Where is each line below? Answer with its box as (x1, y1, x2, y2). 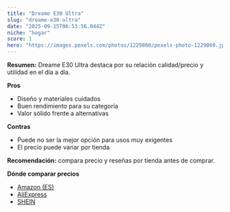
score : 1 (7, 36, 32, 43)
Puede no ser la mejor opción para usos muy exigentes (16, 136, 173, 144)
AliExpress (16, 190, 47, 198)
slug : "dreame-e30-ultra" (7, 16, 81, 23)
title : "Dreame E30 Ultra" (7, 10, 84, 17)
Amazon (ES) (16, 183, 55, 191)
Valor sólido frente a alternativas (16, 109, 109, 117)
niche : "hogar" (7, 29, 51, 36)
